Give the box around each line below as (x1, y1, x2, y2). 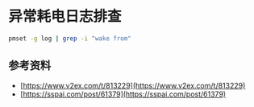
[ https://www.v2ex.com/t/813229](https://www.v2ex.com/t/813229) (19, 80, 246, 90)
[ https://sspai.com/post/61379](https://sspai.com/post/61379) (19, 89, 227, 99)
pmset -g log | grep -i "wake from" (8, 34, 131, 43)
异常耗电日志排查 (8, 7, 123, 26)
